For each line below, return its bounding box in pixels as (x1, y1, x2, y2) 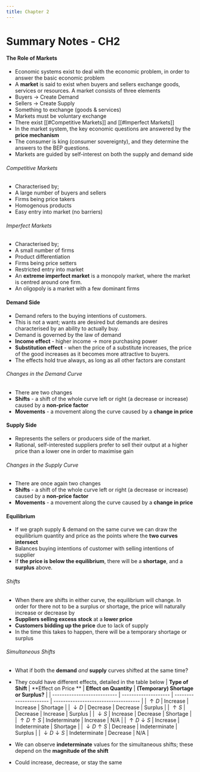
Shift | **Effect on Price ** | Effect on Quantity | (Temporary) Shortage (14, 685, 194, 692)
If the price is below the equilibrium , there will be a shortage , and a (14, 558, 183, 565)
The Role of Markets (6, 54, 58, 62)
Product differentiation (14, 253, 70, 260)
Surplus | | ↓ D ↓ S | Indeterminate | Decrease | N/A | (14, 729, 149, 736)
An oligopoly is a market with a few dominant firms (14, 285, 140, 292)
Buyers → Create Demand (14, 93, 79, 101)
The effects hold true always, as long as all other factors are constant (14, 357, 186, 364)
